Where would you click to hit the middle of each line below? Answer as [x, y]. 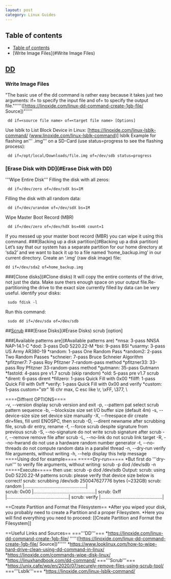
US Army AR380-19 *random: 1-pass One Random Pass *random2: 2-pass [84, 352]
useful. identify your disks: [33, 293]
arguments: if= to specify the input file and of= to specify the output [77, 100]
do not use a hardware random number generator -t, [87, 443]
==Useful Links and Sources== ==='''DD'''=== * [57, 533]
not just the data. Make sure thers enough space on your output [72, 282]
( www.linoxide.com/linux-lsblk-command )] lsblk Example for [92, 135]
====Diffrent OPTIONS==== [36, 400]
